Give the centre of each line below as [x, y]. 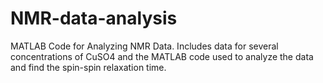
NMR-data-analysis [94, 18]
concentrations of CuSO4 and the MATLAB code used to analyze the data [162, 56]
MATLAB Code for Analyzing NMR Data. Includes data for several [144, 46]
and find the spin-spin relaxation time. [88, 67]
